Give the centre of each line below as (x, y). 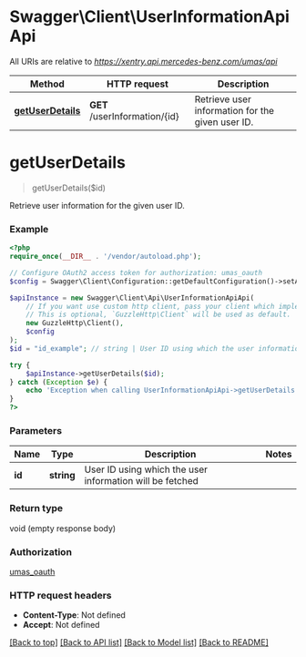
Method (48, 84)
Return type (36, 508)
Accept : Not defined (61, 625)
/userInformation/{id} (134, 116)
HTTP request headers (61, 595)
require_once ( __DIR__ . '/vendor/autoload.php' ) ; (106, 257)
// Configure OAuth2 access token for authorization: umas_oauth (136, 272)
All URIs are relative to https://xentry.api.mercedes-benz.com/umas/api (143, 61)
